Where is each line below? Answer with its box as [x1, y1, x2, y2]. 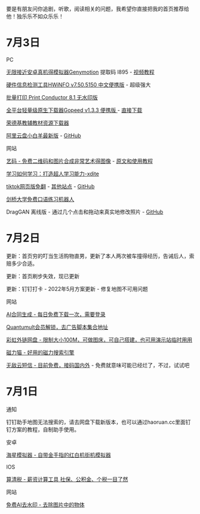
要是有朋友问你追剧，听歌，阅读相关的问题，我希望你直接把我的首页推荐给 [6, 5, 189, 12]
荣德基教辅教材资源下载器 [6, 119, 69, 126]
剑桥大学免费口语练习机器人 [6, 195, 75, 202]
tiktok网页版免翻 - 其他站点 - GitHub [6, 183, 95, 190]
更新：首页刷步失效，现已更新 [6, 272, 79, 279]
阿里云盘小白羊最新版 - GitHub [6, 132, 81, 139]
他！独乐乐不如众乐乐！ [6, 13, 64, 20]
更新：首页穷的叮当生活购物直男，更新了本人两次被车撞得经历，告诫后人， [6, 252, 189, 259]
